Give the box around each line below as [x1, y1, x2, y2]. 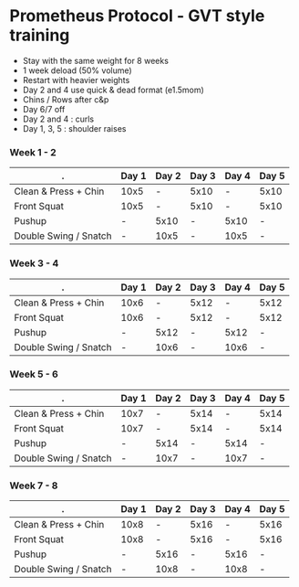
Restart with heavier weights [22, 74, 130, 85]
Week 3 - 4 [9, 257, 59, 270]
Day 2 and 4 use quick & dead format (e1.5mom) [22, 84, 205, 95]
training [9, 25, 70, 46]
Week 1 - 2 [9, 145, 57, 158]
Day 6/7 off [22, 103, 66, 114]
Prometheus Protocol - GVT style [9, 5, 265, 27]
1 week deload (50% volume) [22, 65, 132, 76]
